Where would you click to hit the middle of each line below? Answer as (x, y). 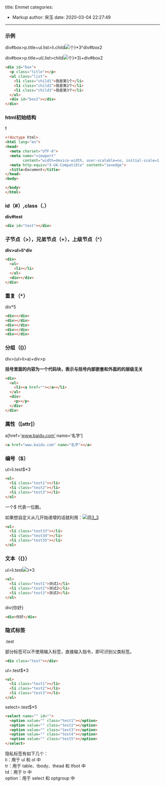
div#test (14, 217)
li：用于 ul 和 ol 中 (23, 760)
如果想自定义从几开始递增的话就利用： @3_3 (52, 517)
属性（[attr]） (21, 424)
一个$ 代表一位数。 (24, 507)
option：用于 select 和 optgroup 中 (40, 778)
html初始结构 (21, 118)
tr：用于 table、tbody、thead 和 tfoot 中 (45, 766)
